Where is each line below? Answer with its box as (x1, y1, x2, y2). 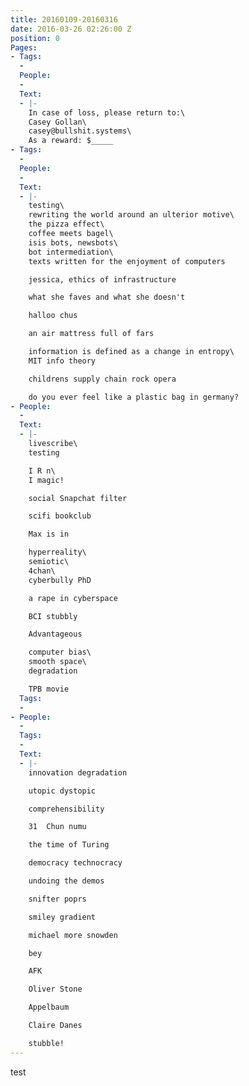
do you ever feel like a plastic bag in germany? (28, 392, 240, 402)
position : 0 (10, 33, 60, 43)
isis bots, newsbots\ (28, 237, 118, 248)
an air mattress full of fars (28, 329, 155, 339)
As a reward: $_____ (28, 136, 114, 146)
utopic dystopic (28, 786, 97, 796)
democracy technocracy (28, 858, 123, 868)
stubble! (28, 1038, 65, 1048)
